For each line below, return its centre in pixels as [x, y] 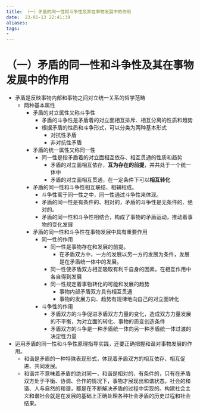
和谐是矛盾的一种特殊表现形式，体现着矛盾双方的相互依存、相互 [102, 359]
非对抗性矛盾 [66, 143]
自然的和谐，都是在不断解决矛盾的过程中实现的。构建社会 [115, 389]
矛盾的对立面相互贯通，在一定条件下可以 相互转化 [110, 180]
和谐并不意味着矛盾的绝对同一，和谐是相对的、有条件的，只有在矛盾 [107, 374]
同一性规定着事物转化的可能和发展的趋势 [100, 284]
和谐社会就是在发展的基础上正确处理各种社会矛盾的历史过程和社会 [110, 396]
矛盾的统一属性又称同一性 [64, 150]
